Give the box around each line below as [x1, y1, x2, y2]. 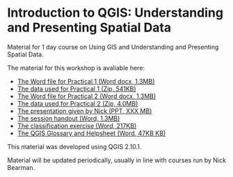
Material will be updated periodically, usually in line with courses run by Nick [7, 155, 226, 164]
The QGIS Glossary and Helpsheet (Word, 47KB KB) [17, 129, 166, 137]
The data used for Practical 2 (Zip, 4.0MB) [17, 99, 138, 107]
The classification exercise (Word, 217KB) [17, 121, 137, 130]
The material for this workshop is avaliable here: [7, 63, 145, 72]
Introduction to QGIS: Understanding [7, 5, 224, 21]
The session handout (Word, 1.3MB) [17, 114, 120, 123]
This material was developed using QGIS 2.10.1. [7, 142, 142, 151]
